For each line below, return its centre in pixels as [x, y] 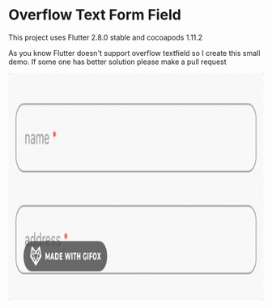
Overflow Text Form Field [95, 15]
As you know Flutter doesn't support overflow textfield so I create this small [134, 53]
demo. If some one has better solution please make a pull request [117, 62]
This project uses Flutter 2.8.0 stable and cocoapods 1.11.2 [106, 37]
